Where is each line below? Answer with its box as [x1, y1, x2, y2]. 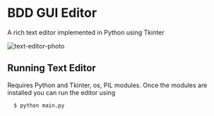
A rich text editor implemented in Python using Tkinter [7, 28, 165, 37]
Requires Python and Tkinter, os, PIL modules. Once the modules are [7, 81, 208, 89]
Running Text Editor [7, 62, 97, 75]
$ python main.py [13, 102, 65, 109]
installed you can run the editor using [7, 88, 116, 96]
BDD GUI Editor [7, 5, 97, 21]
